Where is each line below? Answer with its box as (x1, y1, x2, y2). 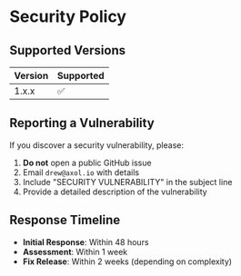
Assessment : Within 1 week (22, 246, 128, 257)
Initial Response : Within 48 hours (22, 236, 149, 247)
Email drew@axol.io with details (22, 166, 139, 178)
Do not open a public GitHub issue (22, 157, 152, 168)
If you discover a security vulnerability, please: (9, 139, 185, 151)
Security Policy (9, 6, 127, 27)
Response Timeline (9, 212, 121, 228)
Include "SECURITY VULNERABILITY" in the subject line (22, 176, 233, 187)
